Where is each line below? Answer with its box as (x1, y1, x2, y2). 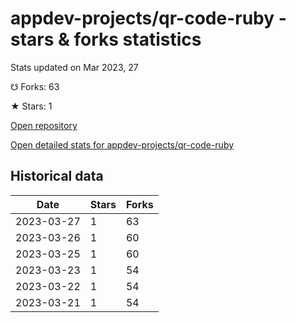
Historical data (10, 168, 104, 185)
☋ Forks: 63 (10, 80, 60, 92)
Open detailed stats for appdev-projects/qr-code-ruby (10, 138, 235, 151)
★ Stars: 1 (10, 100, 53, 112)
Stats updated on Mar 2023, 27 (10, 61, 139, 73)
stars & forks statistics (10, 28, 202, 51)
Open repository (10, 119, 78, 131)
